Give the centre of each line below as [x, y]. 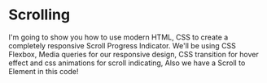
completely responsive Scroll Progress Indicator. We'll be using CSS [122, 45]
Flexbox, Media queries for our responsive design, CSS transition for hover [133, 54]
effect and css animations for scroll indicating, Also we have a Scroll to [127, 63]
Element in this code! [44, 71]
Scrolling [39, 15]
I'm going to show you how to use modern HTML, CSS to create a [118, 37]
